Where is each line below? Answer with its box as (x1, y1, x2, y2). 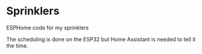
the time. (6, 42, 28, 49)
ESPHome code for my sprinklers (6, 24, 89, 31)
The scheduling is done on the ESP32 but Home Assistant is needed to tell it (6, 35, 196, 43)
